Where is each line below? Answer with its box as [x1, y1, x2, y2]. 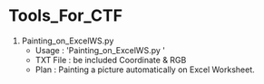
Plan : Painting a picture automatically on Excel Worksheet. [34, 64, 255, 75]
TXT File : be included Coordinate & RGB [34, 54, 187, 65]
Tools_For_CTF [8, 5, 123, 26]
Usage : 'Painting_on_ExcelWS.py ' [34, 44, 165, 55]
